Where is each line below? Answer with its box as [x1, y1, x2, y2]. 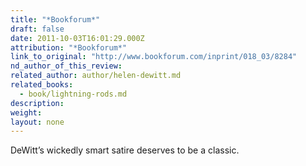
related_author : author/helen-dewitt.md [10, 71, 182, 81]
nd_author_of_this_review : [10, 61, 123, 71]
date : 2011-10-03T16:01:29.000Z [10, 33, 145, 43]
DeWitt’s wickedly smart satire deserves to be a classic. [10, 144, 240, 156]
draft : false [10, 24, 65, 34]
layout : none [10, 117, 65, 127]
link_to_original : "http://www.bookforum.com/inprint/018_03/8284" [10, 52, 298, 62]
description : [10, 98, 65, 108]
